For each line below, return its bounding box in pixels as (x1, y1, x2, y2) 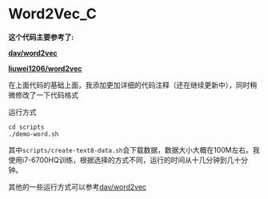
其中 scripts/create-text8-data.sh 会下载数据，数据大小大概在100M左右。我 (8, 145, 260, 154)
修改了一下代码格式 (14, 90, 78, 100)
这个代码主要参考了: (8, 32, 74, 42)
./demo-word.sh (8, 129, 59, 138)
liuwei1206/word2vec (8, 63, 82, 73)
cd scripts (8, 123, 45, 131)
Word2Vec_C (8, 5, 98, 23)
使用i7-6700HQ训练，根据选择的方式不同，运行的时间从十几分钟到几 (8, 155, 234, 165)
